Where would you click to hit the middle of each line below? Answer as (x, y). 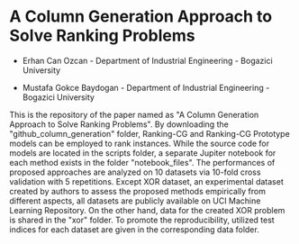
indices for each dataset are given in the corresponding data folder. (134, 229)
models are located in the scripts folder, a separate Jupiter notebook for (143, 153)
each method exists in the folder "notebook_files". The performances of (142, 162)
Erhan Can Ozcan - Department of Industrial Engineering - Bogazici (147, 60)
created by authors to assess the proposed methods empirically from (137, 191)
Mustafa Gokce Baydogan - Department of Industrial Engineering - (146, 87)
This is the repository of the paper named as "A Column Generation (134, 114)
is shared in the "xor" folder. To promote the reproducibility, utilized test (142, 220)
